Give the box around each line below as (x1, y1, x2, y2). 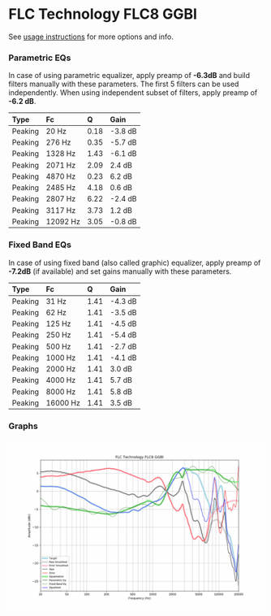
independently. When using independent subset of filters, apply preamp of (8, 88, 258, 98)
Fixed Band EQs (8, 239, 71, 250)
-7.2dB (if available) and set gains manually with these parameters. (8, 266, 232, 276)
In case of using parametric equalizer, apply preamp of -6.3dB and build (8, 71, 250, 80)
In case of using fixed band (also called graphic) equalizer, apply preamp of (8, 258, 261, 267)
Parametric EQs (8, 52, 71, 63)
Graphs (8, 420, 38, 432)
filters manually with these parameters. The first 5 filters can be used (8, 79, 239, 89)
